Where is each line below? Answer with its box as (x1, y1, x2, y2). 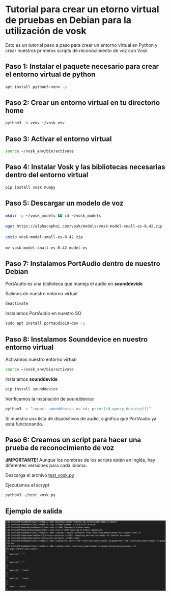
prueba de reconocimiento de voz (5, 444, 115, 452)
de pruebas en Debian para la (5, 14, 131, 26)
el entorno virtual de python (5, 70, 96, 79)
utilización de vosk (5, 25, 87, 37)
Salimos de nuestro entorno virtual (5, 291, 78, 297)
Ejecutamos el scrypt (5, 482, 50, 488)
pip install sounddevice (5, 386, 58, 391)
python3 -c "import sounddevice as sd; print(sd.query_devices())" (5, 406, 152, 411)
